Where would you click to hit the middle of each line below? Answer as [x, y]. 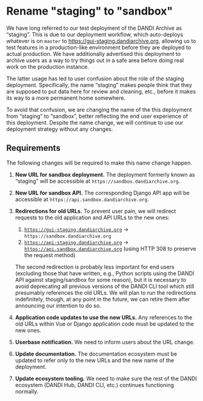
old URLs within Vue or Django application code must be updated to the [104, 324]
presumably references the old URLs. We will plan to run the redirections [105, 292]
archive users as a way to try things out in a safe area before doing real [95, 60]
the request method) [50, 255]
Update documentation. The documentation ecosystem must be [96, 354]
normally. [27, 391]
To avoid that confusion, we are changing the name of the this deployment [99, 109]
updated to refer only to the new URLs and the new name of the [95, 360]
